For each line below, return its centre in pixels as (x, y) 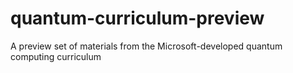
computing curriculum (56, 56)
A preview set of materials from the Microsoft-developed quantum (146, 46)
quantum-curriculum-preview (137, 18)
